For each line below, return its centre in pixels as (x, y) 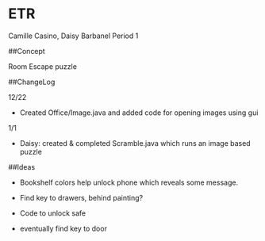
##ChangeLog (32, 82)
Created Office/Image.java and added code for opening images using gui (139, 113)
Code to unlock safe (53, 213)
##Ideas (22, 166)
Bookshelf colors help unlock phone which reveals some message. (129, 182)
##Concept (27, 51)
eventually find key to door (63, 228)
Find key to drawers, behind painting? (81, 197)
